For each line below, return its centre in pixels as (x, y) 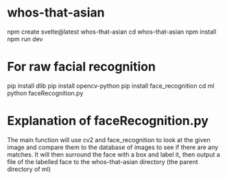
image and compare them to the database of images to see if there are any (113, 147)
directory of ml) (29, 169)
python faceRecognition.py (45, 93)
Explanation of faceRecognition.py (108, 121)
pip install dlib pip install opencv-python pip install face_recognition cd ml (111, 86)
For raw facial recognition (82, 67)
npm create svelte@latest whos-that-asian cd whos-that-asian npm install (112, 32)
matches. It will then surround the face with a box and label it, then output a (114, 154)
